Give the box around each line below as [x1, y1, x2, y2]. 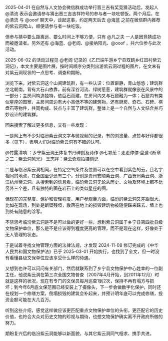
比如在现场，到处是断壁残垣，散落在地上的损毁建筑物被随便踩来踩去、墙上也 [5, 202, 163, 208]
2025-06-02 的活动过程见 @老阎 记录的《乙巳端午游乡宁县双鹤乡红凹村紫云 [5, 57, 161, 63]
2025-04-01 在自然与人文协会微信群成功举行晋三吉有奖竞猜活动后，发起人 [5, 5, 158, 10]
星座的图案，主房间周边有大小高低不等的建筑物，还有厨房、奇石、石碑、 [9, 99, 158, 105]
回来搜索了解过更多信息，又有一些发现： [5, 122, 88, 128]
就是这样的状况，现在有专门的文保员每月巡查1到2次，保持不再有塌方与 [5, 278, 150, 284]
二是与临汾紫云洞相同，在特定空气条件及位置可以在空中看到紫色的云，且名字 [5, 167, 163, 172]
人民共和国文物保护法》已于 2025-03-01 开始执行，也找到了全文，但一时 [5, 248, 155, 254]
